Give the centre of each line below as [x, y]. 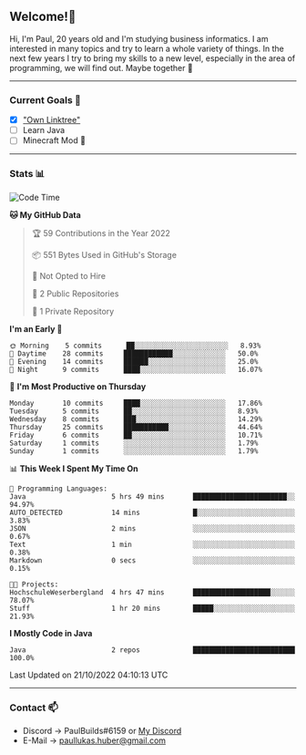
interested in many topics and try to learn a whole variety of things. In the [147, 48]
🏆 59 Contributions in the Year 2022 [101, 233]
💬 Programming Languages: [58, 489]
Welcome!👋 [43, 17]
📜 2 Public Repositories [75, 294]
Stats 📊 [27, 174]
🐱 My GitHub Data [46, 214]
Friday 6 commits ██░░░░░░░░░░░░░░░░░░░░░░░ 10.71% [136, 435]
